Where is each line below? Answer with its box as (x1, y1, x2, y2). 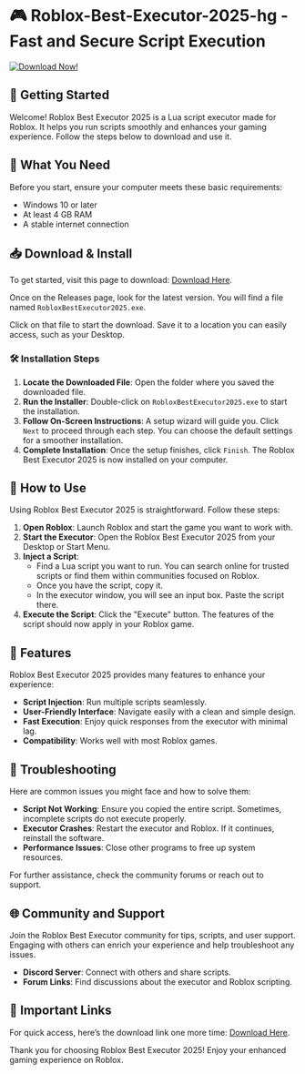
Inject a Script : (22, 551, 79, 562)
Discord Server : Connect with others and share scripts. (22, 967, 231, 978)
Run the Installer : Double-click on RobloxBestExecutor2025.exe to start (22, 396, 288, 407)
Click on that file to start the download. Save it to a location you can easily (9, 319, 287, 330)
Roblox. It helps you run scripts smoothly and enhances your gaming (9, 121, 267, 132)
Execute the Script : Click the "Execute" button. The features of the (22, 609, 275, 620)
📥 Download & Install (9, 246, 133, 261)
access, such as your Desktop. (9, 329, 126, 340)
